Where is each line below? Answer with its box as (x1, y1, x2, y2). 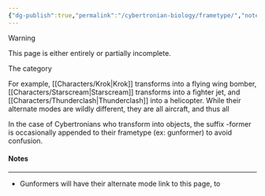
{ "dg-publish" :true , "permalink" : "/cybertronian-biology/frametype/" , (8, 11, 242, 20)
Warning (8, 33, 35, 43)
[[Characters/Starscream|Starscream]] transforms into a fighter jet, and (8, 87, 241, 97)
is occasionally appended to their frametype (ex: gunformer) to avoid (8, 128, 233, 137)
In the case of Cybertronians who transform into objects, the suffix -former (8, 119, 252, 128)
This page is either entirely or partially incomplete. (8, 48, 171, 57)
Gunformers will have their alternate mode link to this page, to (19, 179, 221, 188)
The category (8, 64, 53, 73)
